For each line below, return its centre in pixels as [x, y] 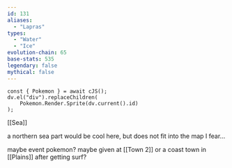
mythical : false [31, 72]
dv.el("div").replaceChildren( [53, 97]
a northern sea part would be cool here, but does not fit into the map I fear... [116, 136]
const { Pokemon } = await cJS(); [57, 91]
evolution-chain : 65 [37, 53]
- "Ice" [25, 46]
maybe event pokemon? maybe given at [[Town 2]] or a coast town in [107, 149]
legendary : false [32, 66]
